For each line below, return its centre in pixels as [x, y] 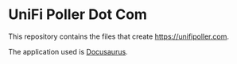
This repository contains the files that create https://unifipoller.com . [118, 36]
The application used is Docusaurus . [68, 51]
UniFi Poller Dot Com [78, 15]
